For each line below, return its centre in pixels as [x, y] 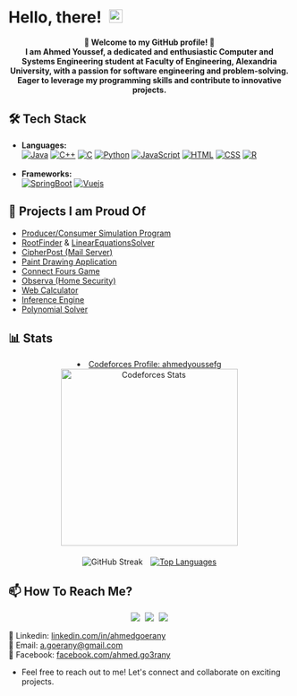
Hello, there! [55, 17]
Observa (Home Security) [69, 280]
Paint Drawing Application [69, 262]
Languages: [44, 145]
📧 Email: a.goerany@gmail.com [66, 645]
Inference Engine [53, 299]
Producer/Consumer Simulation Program [96, 233]
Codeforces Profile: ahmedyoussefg [155, 365]
